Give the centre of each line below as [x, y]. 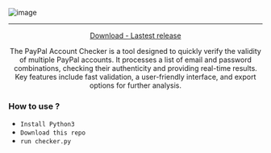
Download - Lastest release [135, 35]
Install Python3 [47, 125]
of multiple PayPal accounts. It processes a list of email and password [135, 60]
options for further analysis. [135, 85]
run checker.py [46, 142]
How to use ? [34, 106]
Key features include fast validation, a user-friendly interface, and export [135, 77]
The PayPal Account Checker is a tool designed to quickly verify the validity [135, 51]
